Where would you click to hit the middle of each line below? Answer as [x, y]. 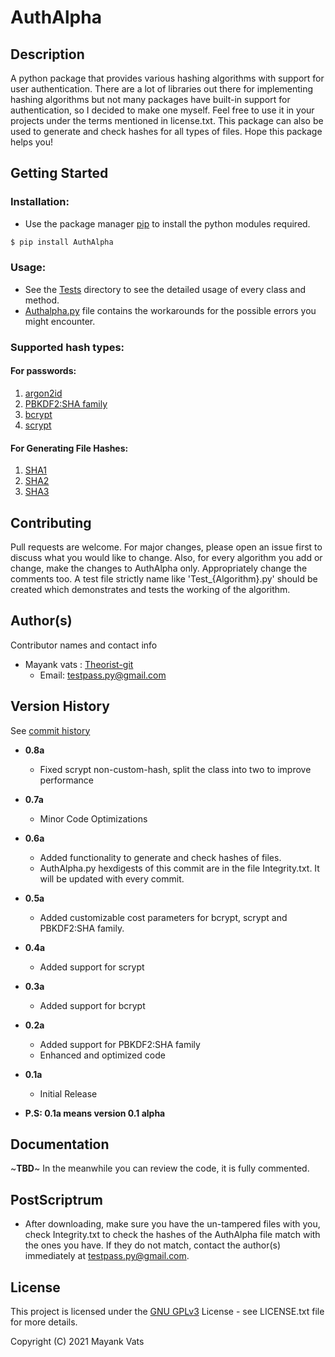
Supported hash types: [67, 347]
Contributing [51, 522]
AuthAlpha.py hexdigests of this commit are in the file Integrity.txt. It [179, 868]
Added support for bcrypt [92, 1005]
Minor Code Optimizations [93, 818]
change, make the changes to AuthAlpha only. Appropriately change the [159, 568]
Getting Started [59, 173]
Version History [60, 706]
